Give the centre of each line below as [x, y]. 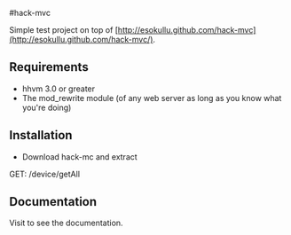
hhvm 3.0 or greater [59, 89]
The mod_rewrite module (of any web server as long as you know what [152, 98]
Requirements [49, 67]
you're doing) [47, 107]
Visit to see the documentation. [66, 223]
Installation [41, 135]
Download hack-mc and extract [79, 157]
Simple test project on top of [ [63, 30]
